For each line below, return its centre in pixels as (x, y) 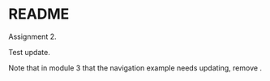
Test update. (29, 52)
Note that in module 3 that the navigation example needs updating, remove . (135, 68)
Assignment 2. (32, 36)
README (39, 14)
